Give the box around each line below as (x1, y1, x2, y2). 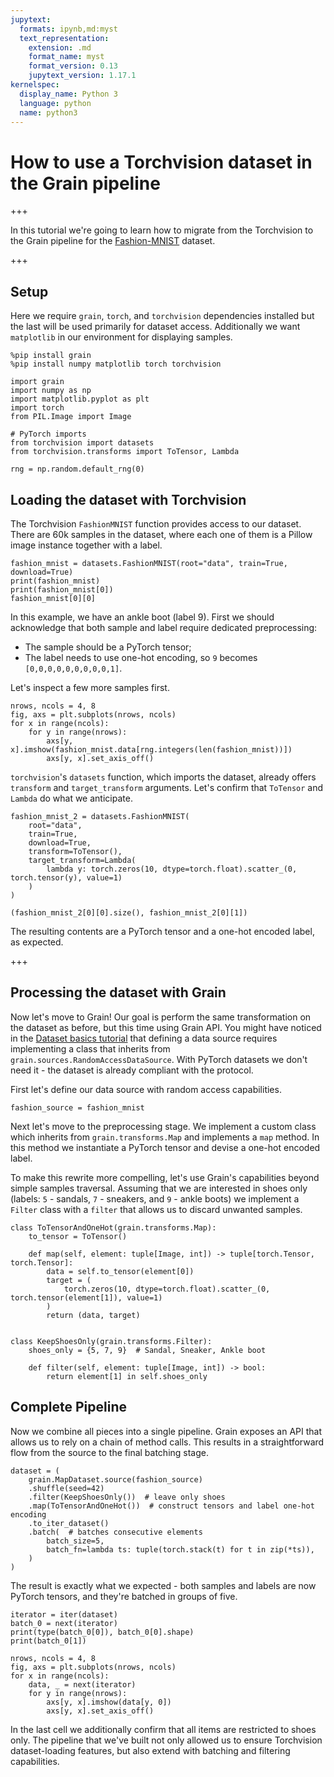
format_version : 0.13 (28, 61, 118, 71)
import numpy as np (10, 386, 92, 396)
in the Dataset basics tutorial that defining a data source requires (10, 1032, 278, 1044)
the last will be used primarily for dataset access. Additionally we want (10, 321, 301, 333)
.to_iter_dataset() (28, 1518, 110, 1528)
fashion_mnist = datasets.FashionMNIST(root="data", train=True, (10, 558, 288, 568)
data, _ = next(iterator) (28, 1679, 137, 1690)
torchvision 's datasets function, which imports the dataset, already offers (10, 771, 317, 783)
